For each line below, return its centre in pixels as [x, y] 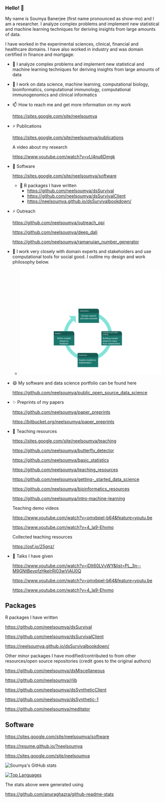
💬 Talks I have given [33, 556]
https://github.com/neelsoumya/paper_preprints [61, 412]
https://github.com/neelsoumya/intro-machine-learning [68, 498]
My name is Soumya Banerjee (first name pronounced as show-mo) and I [80, 19]
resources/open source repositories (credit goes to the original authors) [78, 661]
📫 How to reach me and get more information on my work [72, 105]
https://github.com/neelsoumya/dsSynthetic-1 [52, 699]
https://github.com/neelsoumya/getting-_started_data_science [76, 479]
